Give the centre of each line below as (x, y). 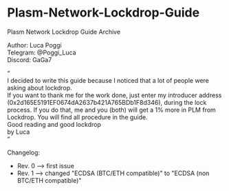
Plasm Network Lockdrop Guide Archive (64, 32)
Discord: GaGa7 (30, 59)
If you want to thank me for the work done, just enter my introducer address (115, 95)
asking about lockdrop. (40, 88)
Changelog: (23, 152)
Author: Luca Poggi (34, 45)
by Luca (19, 132)
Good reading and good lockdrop (54, 124)
